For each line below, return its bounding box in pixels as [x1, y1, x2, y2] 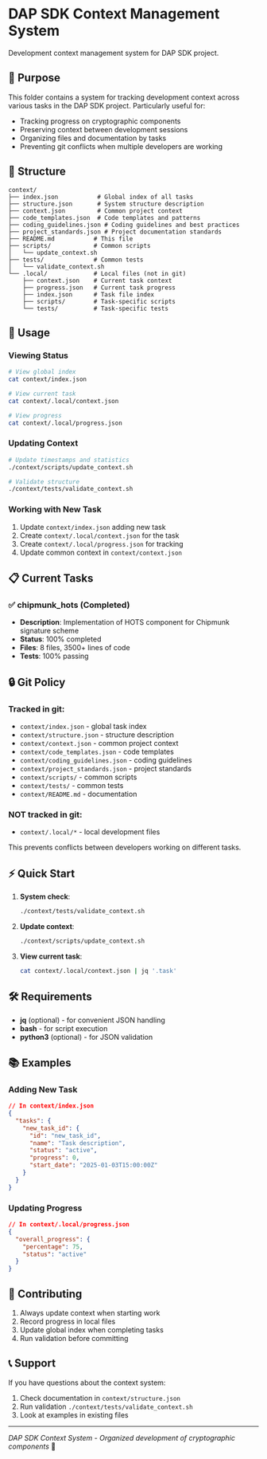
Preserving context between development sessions [19, 124, 188, 134]
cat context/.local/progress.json [8, 419, 123, 427]
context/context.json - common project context [19, 738, 179, 747]
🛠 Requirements [8, 990, 93, 1004]
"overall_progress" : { [15, 1235, 91, 1243]
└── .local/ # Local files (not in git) [8, 269, 187, 277]
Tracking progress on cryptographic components [19, 116, 181, 126]
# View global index [8, 368, 77, 376]
